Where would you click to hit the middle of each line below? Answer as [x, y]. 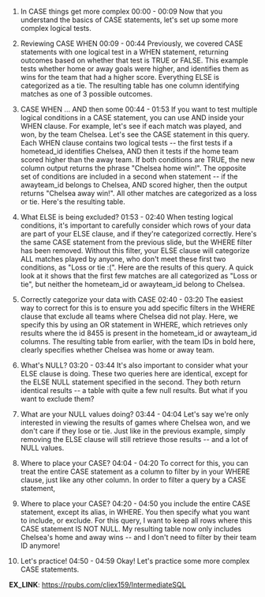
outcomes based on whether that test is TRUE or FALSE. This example [134, 60]
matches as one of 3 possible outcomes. [86, 94]
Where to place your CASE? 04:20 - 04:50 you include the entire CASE [135, 504]
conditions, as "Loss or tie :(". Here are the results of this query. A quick [137, 267]
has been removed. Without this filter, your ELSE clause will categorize [135, 251]
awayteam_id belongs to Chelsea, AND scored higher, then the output [134, 185]
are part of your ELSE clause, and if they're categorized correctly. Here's [138, 234]
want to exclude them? [57, 399]
